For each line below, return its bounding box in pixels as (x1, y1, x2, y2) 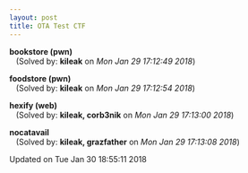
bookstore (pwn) (9, 46, 73, 56)
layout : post (9, 13, 58, 22)
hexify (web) (9, 99, 58, 110)
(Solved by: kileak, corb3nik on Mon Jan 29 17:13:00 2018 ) (15, 109, 235, 120)
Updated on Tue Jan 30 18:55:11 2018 (9, 153, 148, 164)
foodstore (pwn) (9, 73, 72, 83)
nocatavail (9, 126, 49, 137)
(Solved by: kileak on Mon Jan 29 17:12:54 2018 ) (15, 82, 195, 93)
